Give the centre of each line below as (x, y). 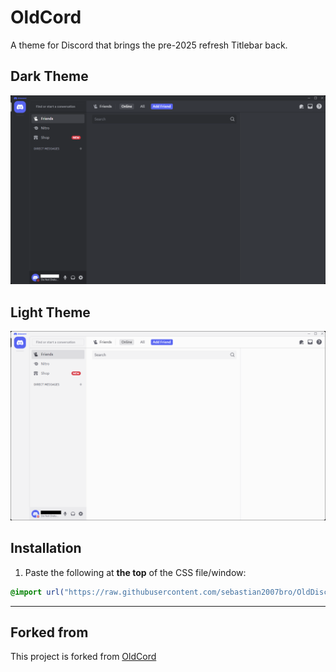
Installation (46, 548)
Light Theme (50, 312)
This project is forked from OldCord (83, 657)
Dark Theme (49, 76)
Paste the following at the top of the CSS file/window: (135, 572)
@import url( (37, 592)
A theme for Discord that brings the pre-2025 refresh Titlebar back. (149, 45)
